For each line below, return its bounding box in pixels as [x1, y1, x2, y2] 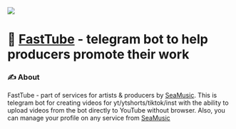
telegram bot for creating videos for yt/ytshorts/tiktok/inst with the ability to [7, 98, 230, 107]
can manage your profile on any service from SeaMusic [7, 114, 171, 123]
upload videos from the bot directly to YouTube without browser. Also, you [7, 106, 226, 115]
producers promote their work [7, 46, 190, 63]
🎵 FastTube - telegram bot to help [7, 31, 208, 48]
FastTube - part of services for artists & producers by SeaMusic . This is [7, 91, 217, 100]
